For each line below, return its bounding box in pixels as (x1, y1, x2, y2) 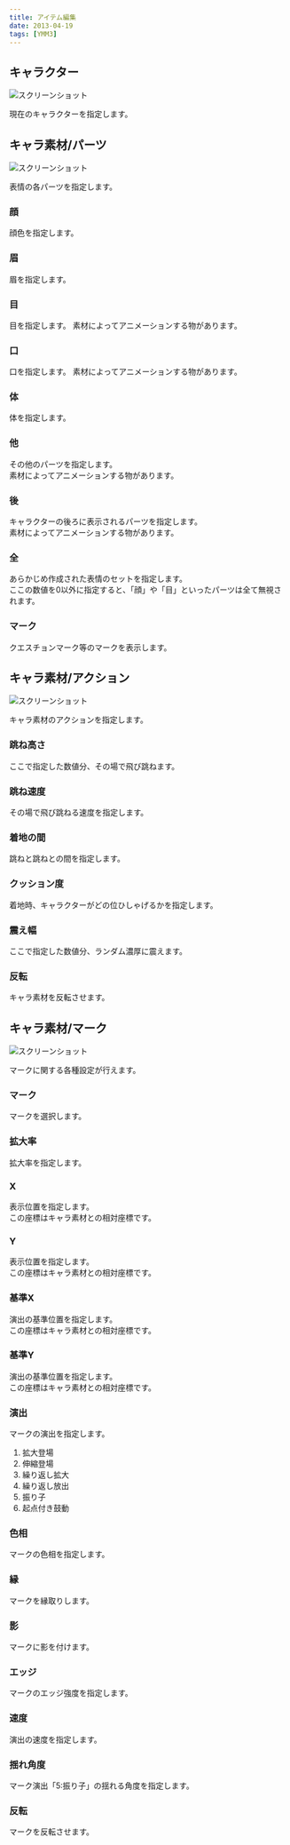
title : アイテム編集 (9, 12, 77, 22)
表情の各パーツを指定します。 (9, 181, 118, 192)
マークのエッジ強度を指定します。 (9, 1688, 133, 1698)
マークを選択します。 (9, 1111, 87, 1122)
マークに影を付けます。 (9, 1642, 95, 1652)
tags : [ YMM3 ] (9, 29, 58, 38)
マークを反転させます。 (9, 1826, 95, 1837)
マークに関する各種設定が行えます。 (9, 1065, 141, 1076)
